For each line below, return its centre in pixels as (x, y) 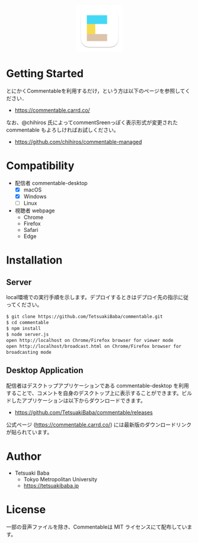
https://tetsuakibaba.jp (51, 485)
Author (24, 456)
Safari (31, 230)
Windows (35, 196)
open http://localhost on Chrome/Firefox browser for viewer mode (90, 341)
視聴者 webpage (35, 211)
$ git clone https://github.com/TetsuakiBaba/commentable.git (84, 317)
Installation (34, 260)
